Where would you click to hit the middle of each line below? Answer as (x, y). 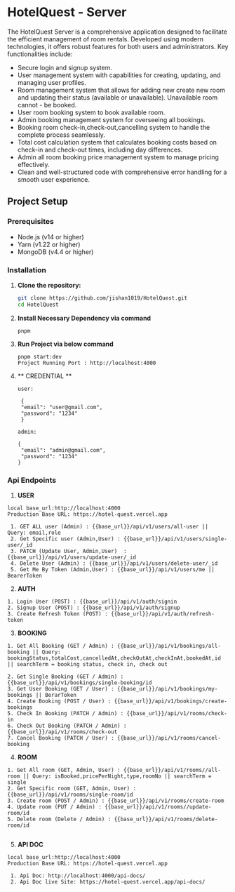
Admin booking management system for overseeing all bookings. (111, 119)
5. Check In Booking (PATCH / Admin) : (66, 713)
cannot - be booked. (47, 105)
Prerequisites (31, 222)
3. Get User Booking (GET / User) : (61, 688)
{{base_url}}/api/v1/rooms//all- (172, 770)
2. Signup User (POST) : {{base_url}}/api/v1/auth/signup (94, 608)
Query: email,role (34, 533)
